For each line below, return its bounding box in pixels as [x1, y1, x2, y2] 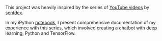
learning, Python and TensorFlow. [5, 30, 76, 36]
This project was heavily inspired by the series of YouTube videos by [5, 5, 149, 10]
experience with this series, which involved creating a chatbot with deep [5, 25, 157, 31]
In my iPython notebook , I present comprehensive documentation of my [5, 20, 156, 25]
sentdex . [5, 10, 24, 16]
